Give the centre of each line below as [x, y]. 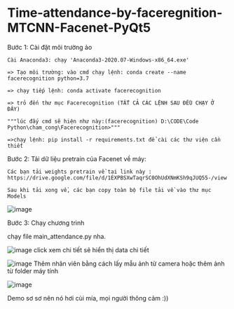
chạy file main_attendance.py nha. [57, 236]
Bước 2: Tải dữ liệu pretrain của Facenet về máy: [77, 158]
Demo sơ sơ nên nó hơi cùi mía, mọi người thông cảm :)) [88, 298]
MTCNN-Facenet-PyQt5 [79, 28]
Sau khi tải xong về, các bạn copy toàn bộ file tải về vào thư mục [109, 190]
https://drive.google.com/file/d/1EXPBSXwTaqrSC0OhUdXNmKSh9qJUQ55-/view [117, 178]
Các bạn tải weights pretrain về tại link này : [80, 172]
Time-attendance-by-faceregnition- [115, 13]
